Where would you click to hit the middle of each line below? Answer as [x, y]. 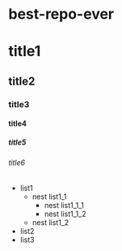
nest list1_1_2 [65, 214]
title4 [17, 123]
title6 [17, 162]
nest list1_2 [50, 222]
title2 [22, 81]
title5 [17, 142]
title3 [19, 104]
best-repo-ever [61, 14]
